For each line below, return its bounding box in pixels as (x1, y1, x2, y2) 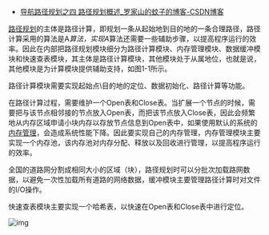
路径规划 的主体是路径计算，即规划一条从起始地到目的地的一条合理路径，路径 (8, 24, 261, 34)
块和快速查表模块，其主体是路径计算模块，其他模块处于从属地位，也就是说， (8, 54, 261, 63)
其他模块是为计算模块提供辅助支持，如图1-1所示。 (8, 64, 172, 74)
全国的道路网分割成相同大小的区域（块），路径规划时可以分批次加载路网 (8, 165, 243, 174)
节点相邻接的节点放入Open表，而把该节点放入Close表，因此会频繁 (35, 108, 256, 117)
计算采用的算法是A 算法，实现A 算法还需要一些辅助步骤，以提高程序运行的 (8, 34, 250, 43)
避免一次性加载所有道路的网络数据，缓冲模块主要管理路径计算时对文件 (29, 175, 261, 184)
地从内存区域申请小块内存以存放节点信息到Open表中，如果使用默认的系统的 (8, 118, 258, 127)
